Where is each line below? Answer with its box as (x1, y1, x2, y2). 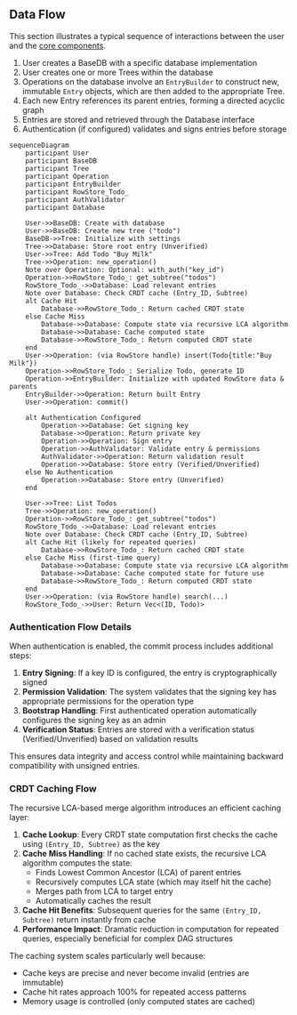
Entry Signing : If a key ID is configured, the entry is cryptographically (21, 667, 277, 679)
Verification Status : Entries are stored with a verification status (21, 724, 255, 735)
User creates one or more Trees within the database (21, 67, 213, 77)
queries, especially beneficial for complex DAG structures (21, 933, 234, 944)
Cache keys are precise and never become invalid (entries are (21, 968, 250, 979)
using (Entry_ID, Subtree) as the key (21, 839, 160, 850)
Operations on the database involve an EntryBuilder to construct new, (21, 76, 280, 87)
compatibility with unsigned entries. (9, 761, 140, 771)
